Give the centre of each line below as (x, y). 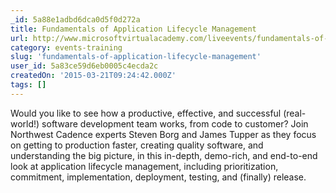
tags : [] (28, 85)
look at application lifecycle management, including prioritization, (144, 166)
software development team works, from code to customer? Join (175, 123)
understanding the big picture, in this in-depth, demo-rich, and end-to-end (164, 155)
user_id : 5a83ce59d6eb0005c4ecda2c (84, 66)
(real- (295, 113)
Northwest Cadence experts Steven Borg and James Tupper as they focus (163, 134)
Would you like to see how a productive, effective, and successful (146, 113)
